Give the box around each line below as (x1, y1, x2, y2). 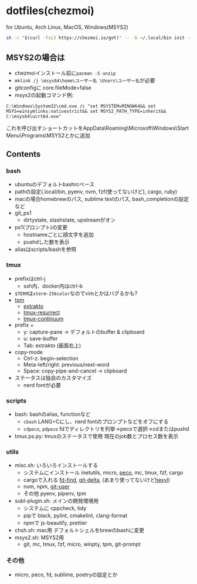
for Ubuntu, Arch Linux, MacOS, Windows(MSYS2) (6, 24, 129, 31)
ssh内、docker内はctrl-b (23, 282, 83, 289)
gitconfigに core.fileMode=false (14, 84, 92, 91)
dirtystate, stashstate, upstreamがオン (23, 216, 116, 224)
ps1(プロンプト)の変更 (14, 224, 68, 231)
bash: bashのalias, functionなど (14, 410, 91, 418)
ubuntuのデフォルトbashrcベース (14, 181, 95, 188)
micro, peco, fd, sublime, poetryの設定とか (14, 571, 118, 578)
